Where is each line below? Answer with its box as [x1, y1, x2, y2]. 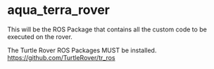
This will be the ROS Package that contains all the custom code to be [7, 25, 208, 33]
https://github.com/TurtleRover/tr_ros [7, 53, 115, 61]
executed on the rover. [7, 32, 73, 40]
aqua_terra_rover [7, 2, 111, 18]
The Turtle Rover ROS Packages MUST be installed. [7, 46, 157, 54]
